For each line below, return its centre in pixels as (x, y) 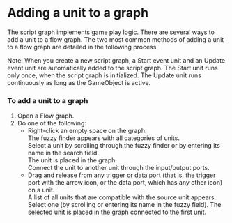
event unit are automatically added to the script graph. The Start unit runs (113, 68)
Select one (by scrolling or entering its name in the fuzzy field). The (124, 205)
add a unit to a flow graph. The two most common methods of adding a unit (116, 39)
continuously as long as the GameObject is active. (79, 82)
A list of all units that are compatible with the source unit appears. (122, 197)
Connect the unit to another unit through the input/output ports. (119, 168)
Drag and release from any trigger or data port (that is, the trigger (122, 175)
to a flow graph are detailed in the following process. (83, 47)
